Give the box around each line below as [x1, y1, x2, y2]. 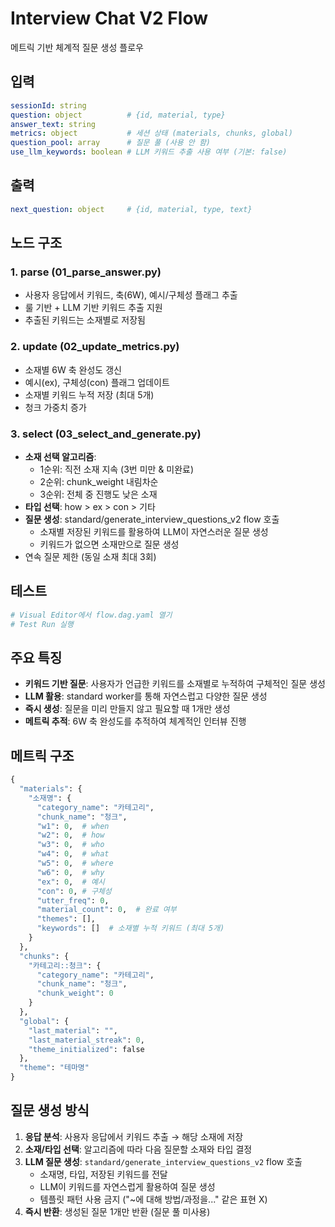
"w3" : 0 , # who [36, 840, 105, 850]
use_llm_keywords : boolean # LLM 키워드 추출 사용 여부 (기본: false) [10, 147, 288, 157]
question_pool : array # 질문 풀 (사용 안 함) [10, 138, 212, 148]
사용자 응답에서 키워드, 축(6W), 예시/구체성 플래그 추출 [24, 289, 238, 301]
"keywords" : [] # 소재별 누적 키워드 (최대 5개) [36, 923, 225, 934]
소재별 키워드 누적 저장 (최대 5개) [24, 388, 155, 401]
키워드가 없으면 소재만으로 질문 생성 [39, 538, 180, 550]
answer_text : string [10, 119, 97, 129]
